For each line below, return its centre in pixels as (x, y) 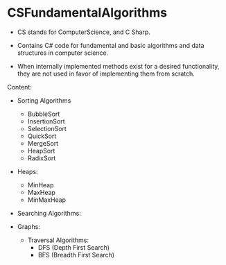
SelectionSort (47, 128)
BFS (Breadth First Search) (76, 255)
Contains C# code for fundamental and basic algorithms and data (111, 45)
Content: (20, 87)
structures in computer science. (63, 53)
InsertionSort (46, 121)
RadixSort (42, 158)
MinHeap (41, 185)
